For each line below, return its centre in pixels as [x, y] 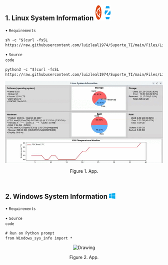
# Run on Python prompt [30, 233]
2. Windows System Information [56, 196]
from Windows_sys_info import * [39, 238]
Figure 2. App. [84, 257]
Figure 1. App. [84, 171]
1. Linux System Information [49, 18]
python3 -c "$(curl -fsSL [32, 69]
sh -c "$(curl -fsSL [27, 40]
